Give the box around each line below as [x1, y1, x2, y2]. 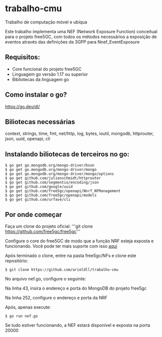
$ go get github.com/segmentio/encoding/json [5, 180, 99, 185]
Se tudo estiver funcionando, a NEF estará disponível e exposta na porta [5, 322, 150, 328]
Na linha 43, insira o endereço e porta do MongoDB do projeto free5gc [5, 285, 147, 291]
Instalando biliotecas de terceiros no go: [5, 150, 130, 158]
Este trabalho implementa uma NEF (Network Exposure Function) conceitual [5, 28, 158, 34]
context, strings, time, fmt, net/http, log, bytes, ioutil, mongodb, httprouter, [5, 130, 154, 137]
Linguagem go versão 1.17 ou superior [12, 71, 89, 77]
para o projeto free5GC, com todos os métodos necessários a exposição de [5, 34, 157, 40]
